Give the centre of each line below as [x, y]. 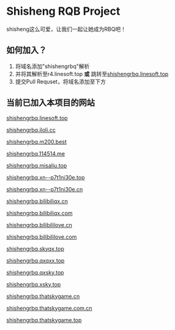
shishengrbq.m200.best [37, 142]
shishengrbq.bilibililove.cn [39, 224]
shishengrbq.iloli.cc [31, 129]
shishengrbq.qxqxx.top [35, 260]
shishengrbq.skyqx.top [35, 248]
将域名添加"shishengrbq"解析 [52, 66]
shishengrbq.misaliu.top [37, 165]
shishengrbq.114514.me [36, 153]
